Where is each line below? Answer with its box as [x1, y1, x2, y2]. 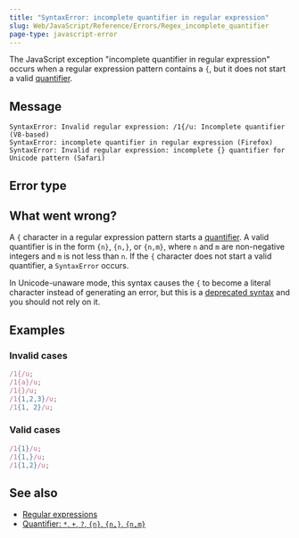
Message [9, 99, 62, 114]
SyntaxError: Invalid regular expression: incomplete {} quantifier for [9, 146, 286, 155]
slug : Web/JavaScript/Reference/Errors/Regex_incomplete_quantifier [9, 21, 270, 30]
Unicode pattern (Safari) [9, 153, 105, 163]
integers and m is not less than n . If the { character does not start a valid [9, 251, 272, 261]
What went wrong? [9, 208, 118, 223]
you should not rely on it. [9, 296, 101, 308]
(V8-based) [9, 130, 50, 139]
